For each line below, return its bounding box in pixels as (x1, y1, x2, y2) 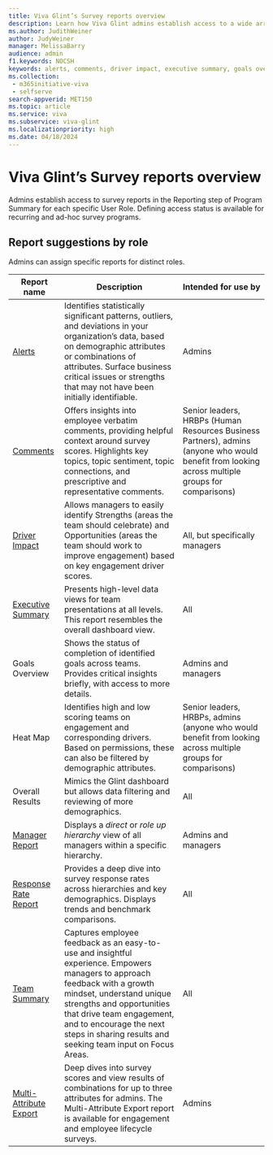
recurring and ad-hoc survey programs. (8, 212, 141, 222)
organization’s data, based (63, 331, 165, 342)
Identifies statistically (63, 300, 145, 311)
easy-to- (124, 937, 162, 949)
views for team (63, 594, 121, 606)
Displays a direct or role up (63, 819, 167, 831)
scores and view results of (63, 1072, 165, 1083)
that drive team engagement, (63, 1009, 175, 1020)
